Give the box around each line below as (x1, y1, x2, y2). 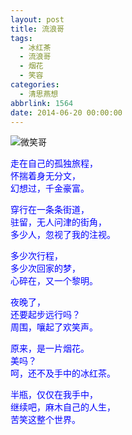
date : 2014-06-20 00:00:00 (10, 107, 123, 118)
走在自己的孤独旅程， (10, 157, 98, 170)
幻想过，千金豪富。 (10, 182, 90, 195)
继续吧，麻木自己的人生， (10, 401, 116, 413)
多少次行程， (10, 250, 63, 262)
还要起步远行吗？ (10, 309, 81, 321)
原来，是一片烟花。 (10, 342, 90, 355)
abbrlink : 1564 (10, 98, 74, 108)
